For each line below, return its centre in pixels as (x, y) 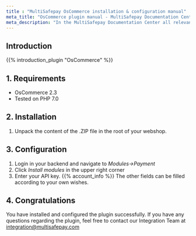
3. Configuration (36, 150)
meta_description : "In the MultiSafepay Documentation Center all (88, 22)
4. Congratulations (41, 201)
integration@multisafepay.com (43, 227)
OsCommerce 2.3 (36, 92)
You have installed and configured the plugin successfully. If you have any (95, 214)
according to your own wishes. (52, 182)
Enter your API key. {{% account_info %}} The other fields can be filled (99, 176)
